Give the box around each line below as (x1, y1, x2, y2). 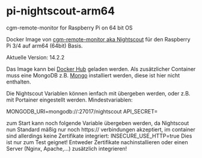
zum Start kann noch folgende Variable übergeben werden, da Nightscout (6, 119, 189, 127)
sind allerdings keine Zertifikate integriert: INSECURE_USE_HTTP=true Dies (6, 132, 192, 139)
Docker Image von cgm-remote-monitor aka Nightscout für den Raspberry (6, 35, 191, 43)
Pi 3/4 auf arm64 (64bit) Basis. (6, 42, 83, 49)
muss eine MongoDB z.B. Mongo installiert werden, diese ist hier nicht (6, 71, 180, 79)
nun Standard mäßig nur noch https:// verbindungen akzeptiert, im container (6, 126, 195, 133)
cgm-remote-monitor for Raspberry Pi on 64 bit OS (6, 24, 133, 31)
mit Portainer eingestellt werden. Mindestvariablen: (6, 96, 133, 103)
